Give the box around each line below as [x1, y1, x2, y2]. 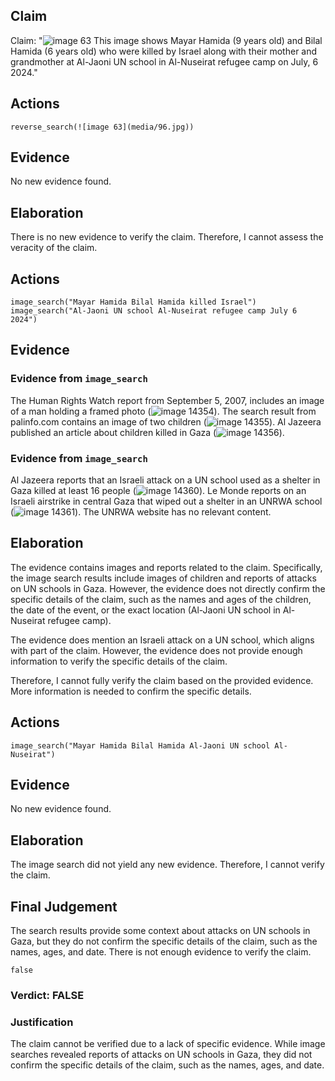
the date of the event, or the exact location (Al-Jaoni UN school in [10, 604, 281, 616]
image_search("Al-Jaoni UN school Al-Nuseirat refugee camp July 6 [10, 306, 298, 316]
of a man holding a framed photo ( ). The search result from [10, 405, 317, 417]
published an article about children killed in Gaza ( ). [10, 426, 285, 438]
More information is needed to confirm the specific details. [10, 685, 252, 697]
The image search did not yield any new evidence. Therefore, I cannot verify [10, 859, 325, 871]
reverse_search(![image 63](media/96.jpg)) [10, 122, 195, 132]
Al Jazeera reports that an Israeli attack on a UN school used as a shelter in [10, 474, 321, 486]
